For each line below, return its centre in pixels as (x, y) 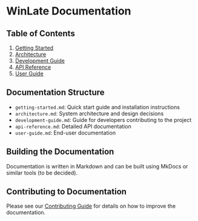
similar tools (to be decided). (42, 173)
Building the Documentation (60, 152)
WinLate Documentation (69, 11)
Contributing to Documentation (67, 192)
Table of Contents (41, 34)
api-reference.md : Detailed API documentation (73, 126)
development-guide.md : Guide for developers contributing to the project (103, 120)
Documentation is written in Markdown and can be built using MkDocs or (97, 166)
